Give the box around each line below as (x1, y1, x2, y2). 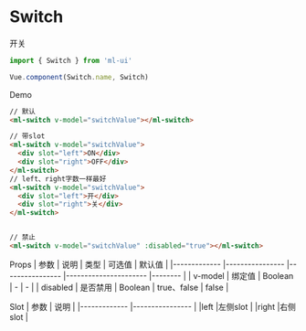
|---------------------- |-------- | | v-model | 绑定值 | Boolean (63, 270, 294, 281)
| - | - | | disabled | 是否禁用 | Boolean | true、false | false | (9, 282, 229, 293)
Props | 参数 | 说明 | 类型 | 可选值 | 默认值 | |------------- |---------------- (9, 259, 285, 270)
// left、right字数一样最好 (9, 174, 107, 184)
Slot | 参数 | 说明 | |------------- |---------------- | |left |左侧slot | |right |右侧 (9, 301, 297, 312)
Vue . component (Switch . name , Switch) (9, 72, 149, 81)
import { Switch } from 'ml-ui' (9, 56, 132, 65)
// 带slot (9, 132, 46, 141)
